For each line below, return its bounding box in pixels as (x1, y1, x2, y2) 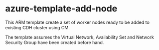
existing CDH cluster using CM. (5, 24, 70, 30)
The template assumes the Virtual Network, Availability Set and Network (5, 34, 154, 40)
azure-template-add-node (5, 3, 118, 14)
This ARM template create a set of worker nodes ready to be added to (5, 19, 149, 25)
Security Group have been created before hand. (5, 39, 104, 45)
